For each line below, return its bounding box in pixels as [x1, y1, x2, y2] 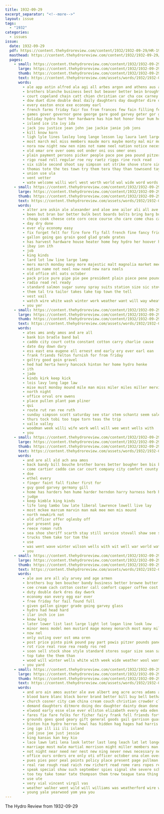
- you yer [22, 303, 42, 308]
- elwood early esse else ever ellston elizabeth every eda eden [22, 708, 159, 713]
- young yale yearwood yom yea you [22, 790, 95, 795]
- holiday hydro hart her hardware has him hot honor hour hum [22, 116, 154, 121]
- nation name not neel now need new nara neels [22, 266, 123, 272]
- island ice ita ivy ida [22, 121, 76, 126]
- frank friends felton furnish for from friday [22, 353, 123, 358]
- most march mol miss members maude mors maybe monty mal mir [22, 139, 154, 144]
